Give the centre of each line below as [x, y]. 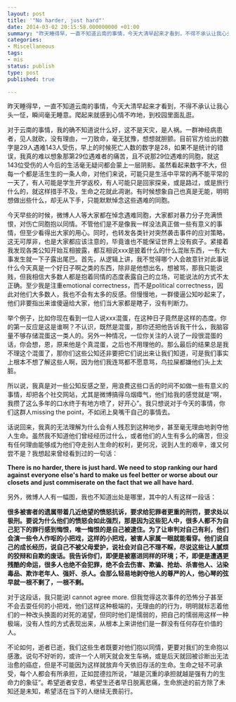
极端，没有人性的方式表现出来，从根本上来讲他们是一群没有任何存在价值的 [115, 624]
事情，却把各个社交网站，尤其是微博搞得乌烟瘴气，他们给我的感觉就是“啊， [117, 395]
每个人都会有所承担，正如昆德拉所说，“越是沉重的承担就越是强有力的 [119, 674]
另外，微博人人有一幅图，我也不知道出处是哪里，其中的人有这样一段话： [112, 497]
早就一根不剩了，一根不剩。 [47, 582]
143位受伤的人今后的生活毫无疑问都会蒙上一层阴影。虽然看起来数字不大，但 [117, 165]
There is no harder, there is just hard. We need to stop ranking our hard [112, 468]
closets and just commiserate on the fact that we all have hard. [101, 483]
